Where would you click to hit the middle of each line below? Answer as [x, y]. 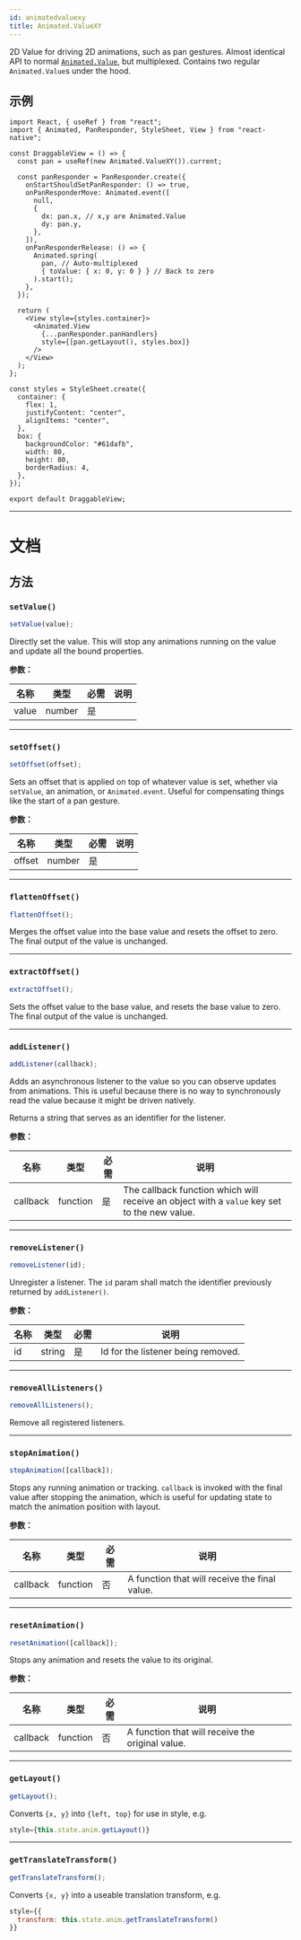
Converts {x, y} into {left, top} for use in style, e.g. [108, 1813]
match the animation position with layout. [85, 1507]
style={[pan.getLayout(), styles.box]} [116, 342]
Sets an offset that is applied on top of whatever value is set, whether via [144, 782]
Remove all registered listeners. [67, 1423]
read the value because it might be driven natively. [103, 1100]
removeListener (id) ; [48, 1265]
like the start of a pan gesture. [65, 801]
